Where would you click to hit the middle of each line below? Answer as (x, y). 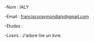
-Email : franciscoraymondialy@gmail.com (47, 16)
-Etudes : (14, 26)
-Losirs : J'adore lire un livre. (33, 35)
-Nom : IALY (17, 7)
